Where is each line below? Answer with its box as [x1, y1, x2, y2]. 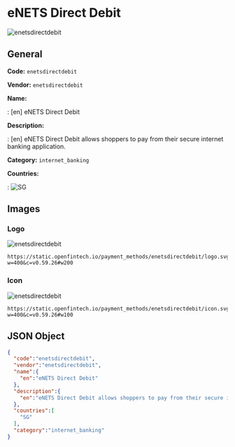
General [7, 48, 43, 60]
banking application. [7, 142, 66, 150]
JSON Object [7, 330, 65, 342]
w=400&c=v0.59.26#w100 [7, 311, 73, 318]
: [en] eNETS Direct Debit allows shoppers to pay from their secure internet [7, 134, 224, 143]
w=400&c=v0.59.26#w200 [7, 260, 73, 267]
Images [7, 203, 41, 215]
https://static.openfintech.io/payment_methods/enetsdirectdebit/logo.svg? [7, 253, 233, 260]
